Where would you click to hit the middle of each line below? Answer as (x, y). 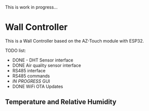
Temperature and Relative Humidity (61, 102)
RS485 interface (29, 70)
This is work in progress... (31, 7)
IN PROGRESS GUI (31, 81)
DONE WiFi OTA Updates (37, 86)
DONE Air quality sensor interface (47, 65)
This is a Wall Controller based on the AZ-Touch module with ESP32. (74, 41)
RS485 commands (31, 76)
